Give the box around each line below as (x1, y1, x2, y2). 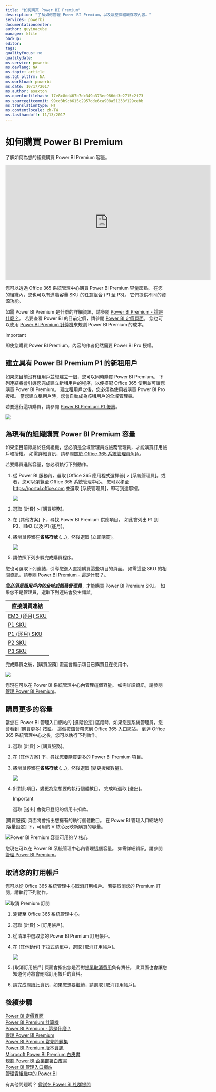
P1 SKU (8, 621, 27, 629)
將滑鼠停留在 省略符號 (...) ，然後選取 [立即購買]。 (12, 534, 116, 540)
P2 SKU (8, 639, 27, 647)
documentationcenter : (5, 22, 52, 27)
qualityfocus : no (5, 50, 43, 55)
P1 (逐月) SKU (8, 631, 43, 638)
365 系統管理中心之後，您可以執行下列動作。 (5, 732, 101, 738)
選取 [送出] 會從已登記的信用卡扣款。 (12, 806, 91, 812)
